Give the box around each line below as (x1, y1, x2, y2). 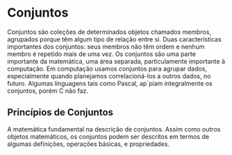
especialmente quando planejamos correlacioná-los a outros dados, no (7, 71, 211, 80)
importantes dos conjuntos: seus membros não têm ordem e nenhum (7, 42, 205, 51)
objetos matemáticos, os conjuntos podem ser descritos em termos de (7, 132, 210, 140)
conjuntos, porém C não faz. (7, 86, 89, 95)
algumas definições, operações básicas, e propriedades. (7, 140, 170, 148)
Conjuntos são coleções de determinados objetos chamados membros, (7, 28, 212, 36)
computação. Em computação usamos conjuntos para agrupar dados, (7, 64, 207, 73)
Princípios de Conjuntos (7, 107, 113, 118)
